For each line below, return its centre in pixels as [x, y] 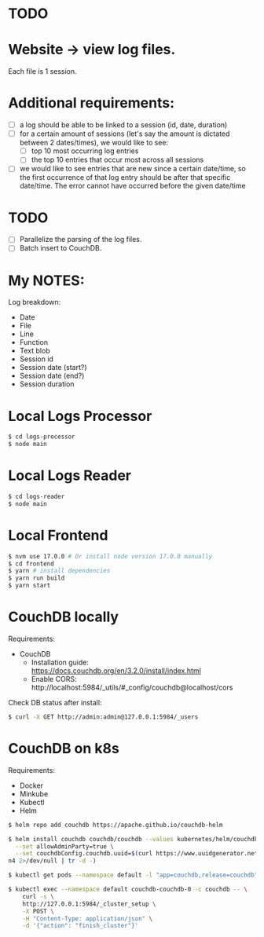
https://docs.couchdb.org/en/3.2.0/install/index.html [116, 671]
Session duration [47, 384]
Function [34, 342]
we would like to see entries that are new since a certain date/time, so [132, 169]
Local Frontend [58, 535]
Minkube [34, 793]
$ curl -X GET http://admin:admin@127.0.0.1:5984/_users [103, 717]
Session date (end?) [52, 376]
